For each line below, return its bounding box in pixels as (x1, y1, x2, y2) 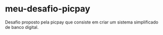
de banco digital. (5, 24, 39, 30)
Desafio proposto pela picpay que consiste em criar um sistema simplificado (5, 19, 159, 25)
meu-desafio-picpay (5, 3, 91, 14)
